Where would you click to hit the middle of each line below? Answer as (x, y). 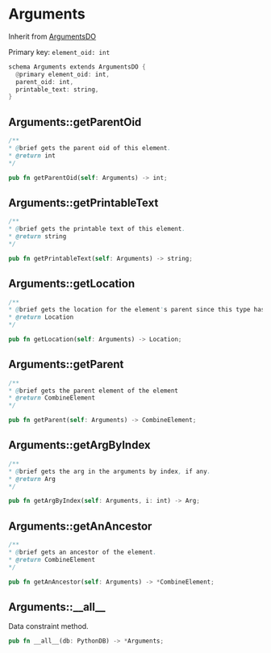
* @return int (32, 155)
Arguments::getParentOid (75, 122)
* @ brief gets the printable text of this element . (97, 229)
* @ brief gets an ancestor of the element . (83, 552)
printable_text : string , (57, 90)
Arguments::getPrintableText (83, 203)
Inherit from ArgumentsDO (52, 36)
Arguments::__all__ (57, 607)
